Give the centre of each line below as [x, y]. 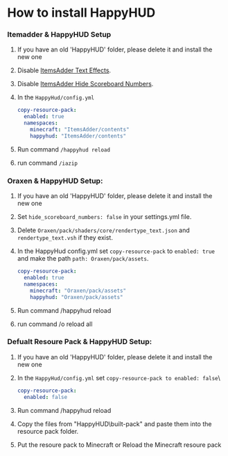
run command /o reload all [55, 324]
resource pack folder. [48, 431]
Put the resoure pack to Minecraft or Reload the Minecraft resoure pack [119, 445]
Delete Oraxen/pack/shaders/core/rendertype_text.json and [103, 230]
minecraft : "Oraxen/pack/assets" [78, 291]
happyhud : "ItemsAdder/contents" [78, 136]
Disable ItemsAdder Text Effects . [64, 70]
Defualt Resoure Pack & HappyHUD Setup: [80, 342]
